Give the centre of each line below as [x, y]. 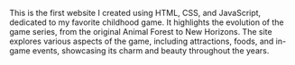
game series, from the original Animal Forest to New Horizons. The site [141, 32]
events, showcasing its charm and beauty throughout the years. [151, 51]
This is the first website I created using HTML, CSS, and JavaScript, [135, 13]
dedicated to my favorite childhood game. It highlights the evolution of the [147, 22]
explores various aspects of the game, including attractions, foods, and [142, 41]
